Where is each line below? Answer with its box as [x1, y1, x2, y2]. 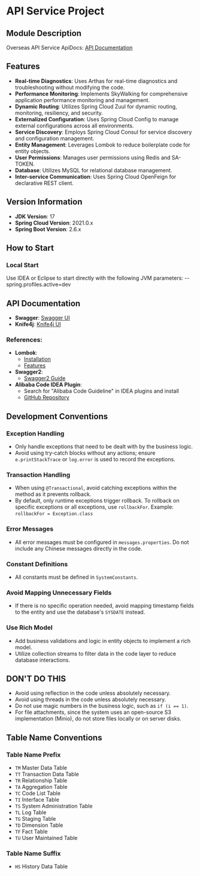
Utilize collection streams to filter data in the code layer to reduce [14, 650, 177, 657]
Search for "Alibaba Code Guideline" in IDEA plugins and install [23, 387, 180, 394]
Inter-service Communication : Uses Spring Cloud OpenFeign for [14, 173, 177, 180]
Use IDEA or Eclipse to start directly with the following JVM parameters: [6, 274, 184, 282]
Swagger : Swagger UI [14, 314, 70, 322]
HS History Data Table [14, 863, 68, 870]
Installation [23, 355, 51, 363]
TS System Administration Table [14, 803, 93, 810]
